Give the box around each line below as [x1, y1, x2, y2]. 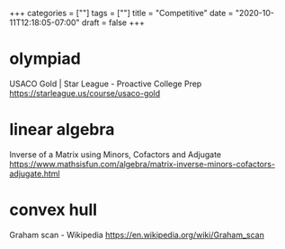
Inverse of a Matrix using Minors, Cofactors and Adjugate [9, 148, 222, 160]
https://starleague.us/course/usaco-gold [9, 87, 161, 98]
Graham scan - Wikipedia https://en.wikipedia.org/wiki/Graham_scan [9, 229, 265, 240]
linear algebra [9, 120, 115, 140]
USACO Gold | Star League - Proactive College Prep [9, 78, 202, 89]
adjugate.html [9, 168, 60, 179]
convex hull [9, 200, 97, 220]
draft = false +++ [81, 17, 146, 28]
